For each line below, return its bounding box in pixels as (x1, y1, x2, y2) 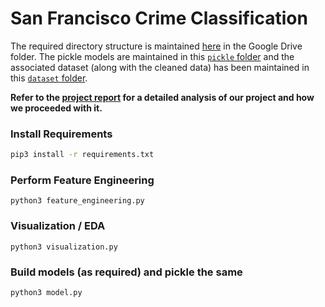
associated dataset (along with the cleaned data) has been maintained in (10, 61, 310, 73)
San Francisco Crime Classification (10, 7, 308, 30)
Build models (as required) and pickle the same (10, 265, 243, 279)
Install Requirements (10, 127, 113, 141)
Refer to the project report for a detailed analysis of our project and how (10, 91, 315, 103)
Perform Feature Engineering (10, 173, 155, 187)
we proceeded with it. (10, 102, 103, 114)
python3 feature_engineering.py (10, 196, 145, 206)
